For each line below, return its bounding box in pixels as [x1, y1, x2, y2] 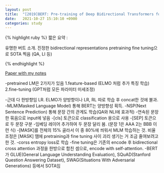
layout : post [5, 7, 32, 12]
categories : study [5, 20, 42, 26]
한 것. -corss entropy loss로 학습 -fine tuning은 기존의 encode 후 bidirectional [5, 139, 158, 145]
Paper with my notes [5, 70, 46, 76]
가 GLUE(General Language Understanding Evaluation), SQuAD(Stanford [5, 152, 151, 157]
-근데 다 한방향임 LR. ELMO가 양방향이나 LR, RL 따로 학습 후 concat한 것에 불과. [5, 97, 159, 103]
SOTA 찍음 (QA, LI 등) [10, 51, 52, 57]
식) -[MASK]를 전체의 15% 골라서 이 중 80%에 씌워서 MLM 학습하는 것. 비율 [10, 127, 156, 133]
